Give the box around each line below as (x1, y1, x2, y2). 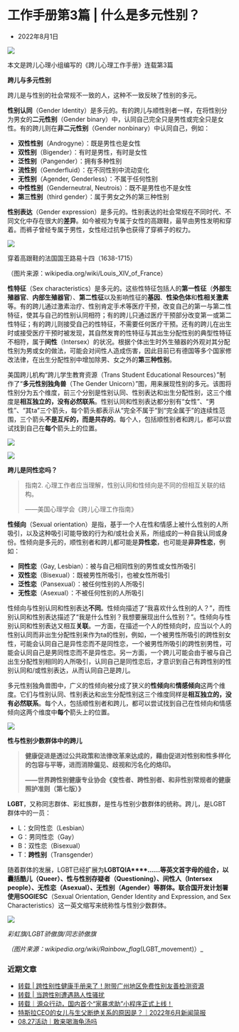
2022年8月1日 (17, 32, 59, 41)
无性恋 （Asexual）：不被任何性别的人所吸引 (17, 588, 144, 597)
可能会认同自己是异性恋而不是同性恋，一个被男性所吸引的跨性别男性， (19, 639, 225, 647)
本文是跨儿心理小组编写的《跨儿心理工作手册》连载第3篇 (7, 61, 174, 69)
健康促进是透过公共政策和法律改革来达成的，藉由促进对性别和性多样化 (24, 751, 231, 760)
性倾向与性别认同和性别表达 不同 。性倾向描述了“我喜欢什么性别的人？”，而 (7, 603, 225, 612)
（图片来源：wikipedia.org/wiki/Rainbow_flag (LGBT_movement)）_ (7, 944, 204, 953)
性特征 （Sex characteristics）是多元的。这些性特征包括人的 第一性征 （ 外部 (7, 283, 225, 293)
